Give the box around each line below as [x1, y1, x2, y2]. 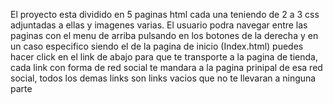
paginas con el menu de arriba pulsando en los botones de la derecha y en [10, 30, 319, 41]
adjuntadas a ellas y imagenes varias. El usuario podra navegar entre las [10, 19, 308, 31]
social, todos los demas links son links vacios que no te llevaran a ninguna [10, 72, 317, 84]
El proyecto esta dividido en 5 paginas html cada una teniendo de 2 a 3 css [10, 9, 320, 20]
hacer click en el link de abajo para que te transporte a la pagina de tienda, [10, 51, 318, 63]
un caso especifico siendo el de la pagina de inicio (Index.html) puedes [10, 40, 304, 52]
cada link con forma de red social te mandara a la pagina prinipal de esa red [10, 62, 323, 73]
